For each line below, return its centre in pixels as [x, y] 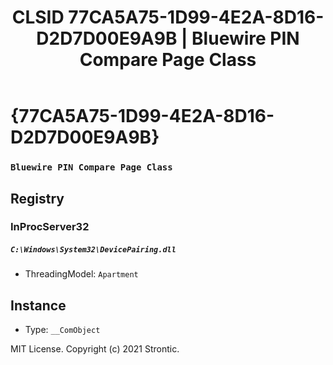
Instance [38, 305]
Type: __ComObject [62, 330]
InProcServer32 [50, 227]
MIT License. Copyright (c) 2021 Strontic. [95, 349]
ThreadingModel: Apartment [81, 274]
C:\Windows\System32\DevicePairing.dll [93, 250]
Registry [37, 198]
